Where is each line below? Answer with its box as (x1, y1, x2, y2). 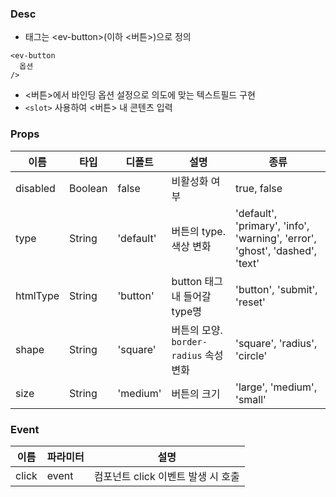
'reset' (235, 295, 266, 309)
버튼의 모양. (171, 323, 223, 337)
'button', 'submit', (235, 282, 318, 296)
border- (171, 336, 208, 347)
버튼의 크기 (171, 387, 221, 401)
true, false (235, 181, 283, 195)
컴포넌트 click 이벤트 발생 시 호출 (93, 469, 240, 483)
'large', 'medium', (235, 380, 318, 394)
